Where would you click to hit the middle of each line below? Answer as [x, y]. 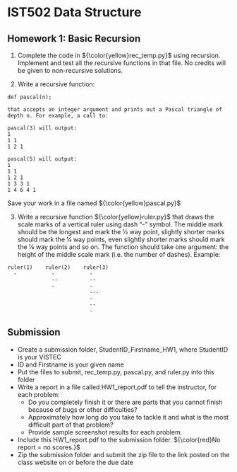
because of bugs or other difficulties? [83, 409]
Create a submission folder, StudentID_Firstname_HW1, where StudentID [122, 349]
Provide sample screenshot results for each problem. [105, 432]
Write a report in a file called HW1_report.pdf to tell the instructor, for [117, 387]
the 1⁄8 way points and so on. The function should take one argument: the [123, 247]
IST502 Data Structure [74, 12]
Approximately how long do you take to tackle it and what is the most [128, 417]
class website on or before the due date [75, 462]
